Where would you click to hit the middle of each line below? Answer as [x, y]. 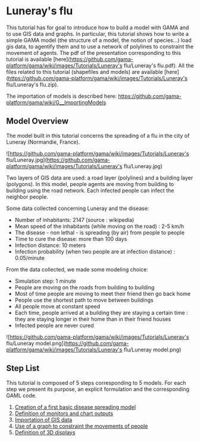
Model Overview [37, 121]
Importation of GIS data [43, 419]
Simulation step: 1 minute [45, 281]
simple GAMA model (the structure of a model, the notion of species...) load [99, 40]
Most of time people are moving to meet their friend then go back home [103, 293]
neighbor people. [27, 197]
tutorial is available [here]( [38, 59]
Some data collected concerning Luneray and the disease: [78, 208]
